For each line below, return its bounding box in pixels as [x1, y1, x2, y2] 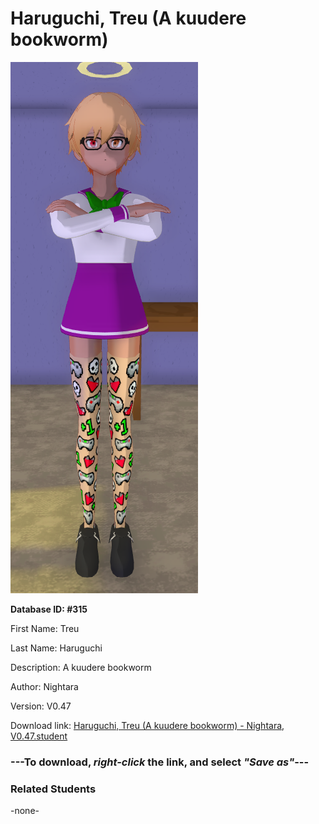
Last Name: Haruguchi [10, 642, 103, 654]
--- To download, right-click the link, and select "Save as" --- [10, 755, 310, 769]
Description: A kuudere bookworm [10, 661, 152, 673]
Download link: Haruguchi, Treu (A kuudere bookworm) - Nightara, [10, 719, 285, 731]
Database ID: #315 [10, 603, 88, 615]
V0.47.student [10, 730, 68, 742]
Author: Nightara [10, 680, 79, 692]
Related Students [10, 782, 97, 796]
